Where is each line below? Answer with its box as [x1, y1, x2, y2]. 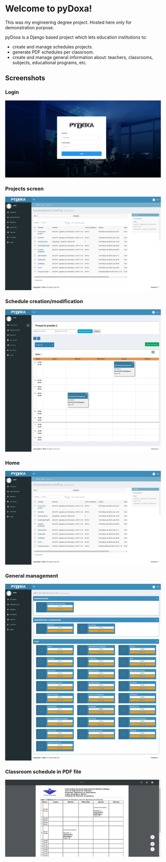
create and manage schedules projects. [12, 44, 93, 50]
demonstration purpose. [5, 24, 54, 30]
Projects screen [5, 185, 44, 192]
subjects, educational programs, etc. [12, 59, 87, 65]
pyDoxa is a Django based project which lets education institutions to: [5, 34, 147, 40]
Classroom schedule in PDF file [5, 768, 82, 775]
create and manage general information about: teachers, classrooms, [12, 54, 153, 60]
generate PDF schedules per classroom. [12, 49, 94, 55]
